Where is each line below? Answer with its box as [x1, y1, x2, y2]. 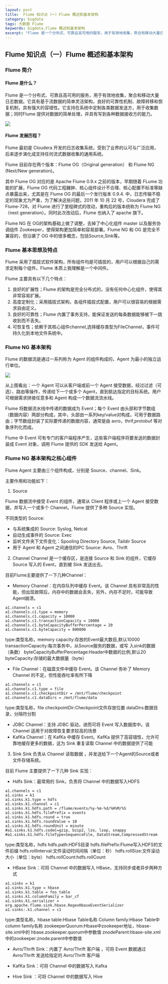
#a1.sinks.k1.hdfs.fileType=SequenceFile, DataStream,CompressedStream [5, 832, 157, 837]
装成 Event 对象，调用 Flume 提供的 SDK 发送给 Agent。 [5, 441, 121, 447]
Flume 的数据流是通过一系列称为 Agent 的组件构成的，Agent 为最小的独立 [5, 356, 157, 362]
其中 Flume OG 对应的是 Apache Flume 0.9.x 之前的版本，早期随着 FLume [5, 178, 157, 184]
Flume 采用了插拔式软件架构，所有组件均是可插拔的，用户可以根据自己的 [5, 259, 155, 265]
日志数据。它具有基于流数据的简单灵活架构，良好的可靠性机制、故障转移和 [5, 98, 158, 104]
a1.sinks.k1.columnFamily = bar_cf [5, 894, 79, 899]
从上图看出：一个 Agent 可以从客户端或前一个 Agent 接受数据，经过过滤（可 [5, 382, 162, 388]
